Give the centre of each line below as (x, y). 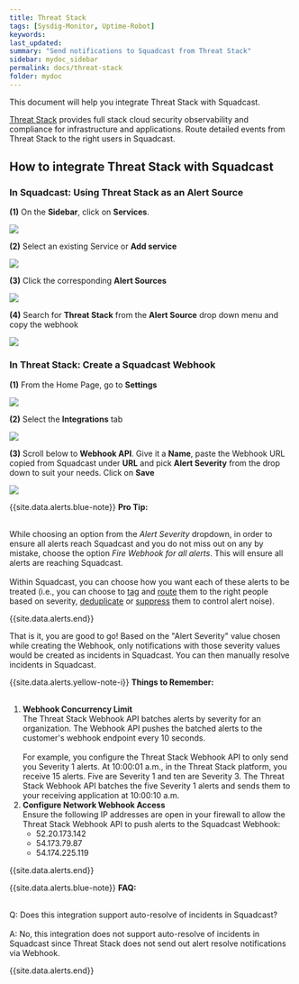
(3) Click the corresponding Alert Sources (88, 281)
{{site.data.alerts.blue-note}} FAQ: (73, 888)
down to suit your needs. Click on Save (82, 472)
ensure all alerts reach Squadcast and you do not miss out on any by (136, 543)
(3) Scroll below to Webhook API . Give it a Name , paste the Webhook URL (147, 453)
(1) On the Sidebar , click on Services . (80, 212)
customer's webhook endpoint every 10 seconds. (113, 738)
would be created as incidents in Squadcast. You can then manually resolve (149, 655)
